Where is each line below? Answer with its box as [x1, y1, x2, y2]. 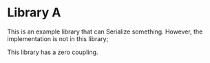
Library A [7, 5, 61, 21]
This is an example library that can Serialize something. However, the [7, 27, 203, 36]
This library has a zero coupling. [7, 48, 98, 56]
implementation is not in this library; [7, 34, 109, 42]
